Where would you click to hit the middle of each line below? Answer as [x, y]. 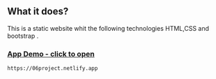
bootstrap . [23, 36]
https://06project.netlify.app [53, 69]
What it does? [38, 12]
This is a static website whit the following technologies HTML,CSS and [108, 28]
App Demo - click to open [51, 54]
